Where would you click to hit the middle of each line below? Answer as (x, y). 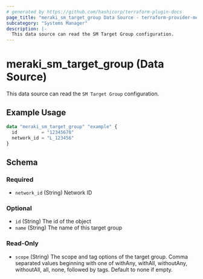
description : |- (27, 29)
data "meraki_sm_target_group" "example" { (62, 127)
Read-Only (23, 243)
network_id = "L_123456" (43, 138)
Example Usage (36, 113)
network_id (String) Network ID (53, 193)
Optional (19, 208)
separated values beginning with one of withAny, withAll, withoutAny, (101, 263)
